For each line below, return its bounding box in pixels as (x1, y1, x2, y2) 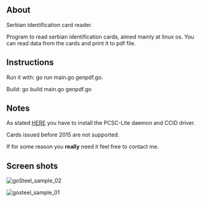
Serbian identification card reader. (6, 21, 93, 28)
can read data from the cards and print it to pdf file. (6, 39, 136, 47)
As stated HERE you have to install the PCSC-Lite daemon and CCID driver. (6, 119, 195, 127)
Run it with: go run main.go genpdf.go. (6, 73, 104, 81)
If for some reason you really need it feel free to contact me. (6, 143, 159, 151)
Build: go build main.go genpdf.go (6, 85, 92, 92)
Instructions (6, 58, 54, 68)
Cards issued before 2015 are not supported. (6, 131, 119, 138)
